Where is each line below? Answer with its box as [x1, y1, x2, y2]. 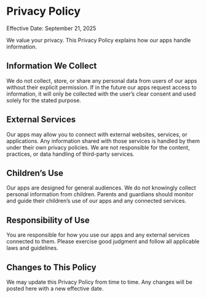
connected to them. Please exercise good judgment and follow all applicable [6, 238, 200, 245]
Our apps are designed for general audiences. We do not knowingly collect [6, 184, 196, 191]
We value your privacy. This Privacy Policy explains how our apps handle [6, 36, 191, 44]
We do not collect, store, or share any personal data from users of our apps [6, 77, 197, 84]
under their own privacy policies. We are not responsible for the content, [6, 143, 190, 151]
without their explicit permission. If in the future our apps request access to [6, 83, 197, 91]
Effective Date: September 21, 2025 [6, 25, 97, 32]
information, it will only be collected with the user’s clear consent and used [6, 90, 196, 97]
